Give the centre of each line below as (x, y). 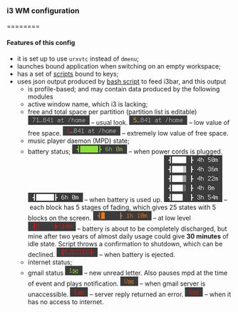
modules (41, 96)
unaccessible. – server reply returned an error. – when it (129, 294)
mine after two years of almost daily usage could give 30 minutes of (128, 236)
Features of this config (41, 42)
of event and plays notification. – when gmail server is (117, 283)
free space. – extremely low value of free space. (128, 133)
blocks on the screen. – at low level (109, 218)
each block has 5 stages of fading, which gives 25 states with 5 (123, 207)
